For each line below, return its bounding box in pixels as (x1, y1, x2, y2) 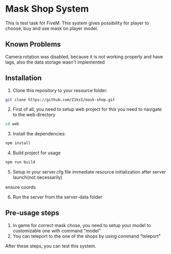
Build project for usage (12, 150, 61, 156)
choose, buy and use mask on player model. (5, 25, 99, 31)
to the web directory (12, 111, 56, 118)
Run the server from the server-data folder (12, 194, 103, 200)
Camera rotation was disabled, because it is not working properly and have (5, 53, 163, 60)
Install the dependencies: (12, 131, 66, 137)
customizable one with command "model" (12, 228, 101, 234)
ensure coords (5, 184, 36, 190)
